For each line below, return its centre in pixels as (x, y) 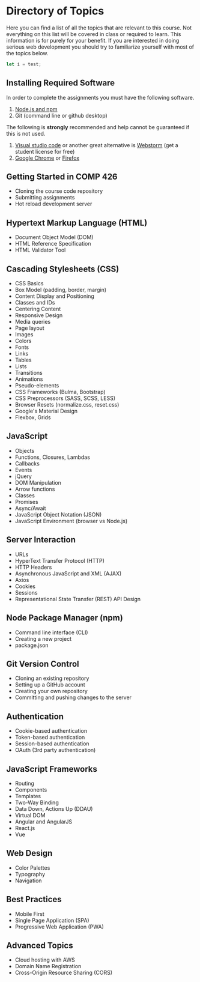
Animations (29, 379)
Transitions (29, 373)
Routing (25, 783)
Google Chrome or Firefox (47, 158)
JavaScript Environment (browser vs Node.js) (71, 521)
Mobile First (30, 914)
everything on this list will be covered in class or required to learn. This (94, 34)
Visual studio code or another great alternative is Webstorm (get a (96, 145)
